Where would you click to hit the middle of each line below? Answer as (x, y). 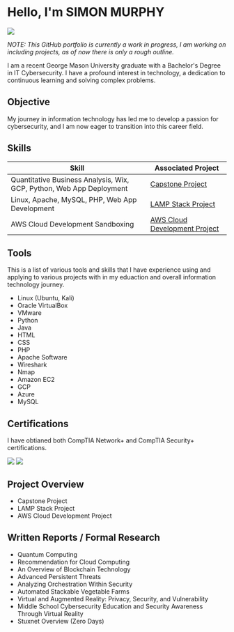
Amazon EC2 (36, 380)
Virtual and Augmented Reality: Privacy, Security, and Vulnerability (113, 599)
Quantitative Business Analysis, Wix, (70, 180)
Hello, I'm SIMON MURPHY (86, 12)
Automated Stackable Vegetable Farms (73, 591)
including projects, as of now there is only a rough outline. (91, 52)
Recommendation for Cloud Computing (73, 562)
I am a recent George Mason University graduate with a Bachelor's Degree (114, 65)
